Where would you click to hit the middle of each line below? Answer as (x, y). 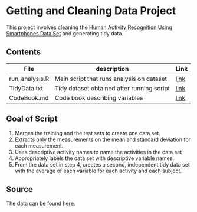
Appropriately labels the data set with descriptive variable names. (94, 158)
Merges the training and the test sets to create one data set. (87, 133)
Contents (24, 52)
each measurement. (39, 145)
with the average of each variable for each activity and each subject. (98, 171)
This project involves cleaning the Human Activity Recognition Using (89, 27)
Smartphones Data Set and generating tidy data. (65, 33)
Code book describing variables (99, 97)
